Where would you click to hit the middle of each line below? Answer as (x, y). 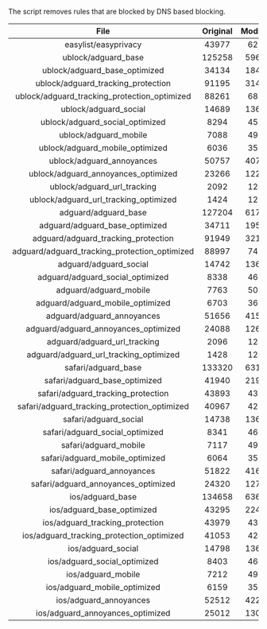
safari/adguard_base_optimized (103, 381)
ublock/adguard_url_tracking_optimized (103, 200)
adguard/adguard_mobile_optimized (103, 303)
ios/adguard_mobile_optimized (103, 587)
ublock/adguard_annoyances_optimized (103, 174)
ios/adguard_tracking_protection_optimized (103, 536)
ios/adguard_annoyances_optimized (103, 613)
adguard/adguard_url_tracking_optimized (103, 355)
